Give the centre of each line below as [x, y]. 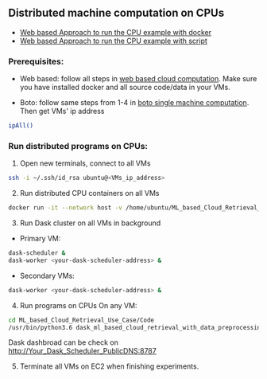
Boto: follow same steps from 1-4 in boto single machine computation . [134, 103]
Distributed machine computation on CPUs [116, 13]
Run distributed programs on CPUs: [78, 146]
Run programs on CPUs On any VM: [78, 305]
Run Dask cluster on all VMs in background [90, 223]
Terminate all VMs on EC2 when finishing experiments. [109, 366]
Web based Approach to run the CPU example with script [114, 41]
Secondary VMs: [47, 275]
